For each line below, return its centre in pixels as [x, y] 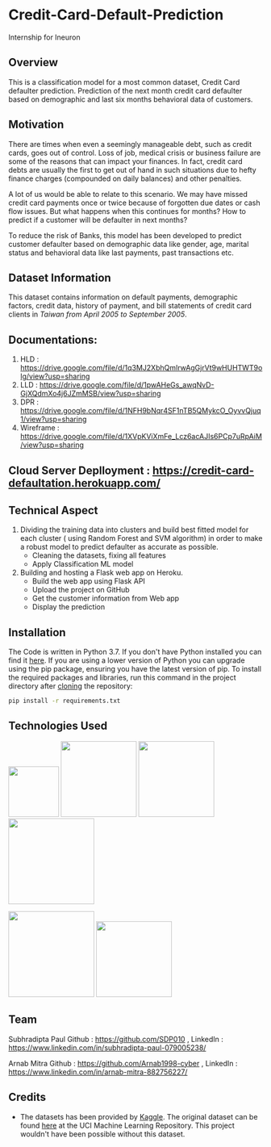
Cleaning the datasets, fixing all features [99, 555]
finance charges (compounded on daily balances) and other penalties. [125, 178]
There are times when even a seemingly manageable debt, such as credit [130, 144]
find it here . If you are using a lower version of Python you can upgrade [127, 660]
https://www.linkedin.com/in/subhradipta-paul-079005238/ [107, 1048]
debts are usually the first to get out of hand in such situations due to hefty [132, 170]
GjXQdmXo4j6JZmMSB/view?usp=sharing [90, 394]
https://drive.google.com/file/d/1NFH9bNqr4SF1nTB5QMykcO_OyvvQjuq [140, 411]
